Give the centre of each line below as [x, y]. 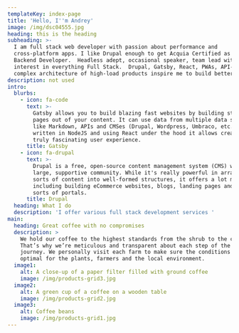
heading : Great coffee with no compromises [79, 226]
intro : [17, 87]
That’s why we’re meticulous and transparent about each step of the [126, 245]
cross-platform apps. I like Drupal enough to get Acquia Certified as [122, 54]
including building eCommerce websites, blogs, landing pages [127, 186]
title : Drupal [47, 199]
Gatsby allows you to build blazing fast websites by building [128, 113]
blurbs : [25, 93]
